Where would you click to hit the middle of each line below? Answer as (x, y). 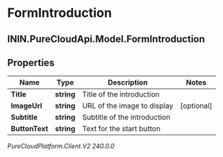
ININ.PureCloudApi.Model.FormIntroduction (106, 39)
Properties (31, 62)
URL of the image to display (128, 106)
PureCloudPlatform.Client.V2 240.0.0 (61, 146)
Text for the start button (121, 129)
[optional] (196, 106)
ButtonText (30, 129)
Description (128, 82)
